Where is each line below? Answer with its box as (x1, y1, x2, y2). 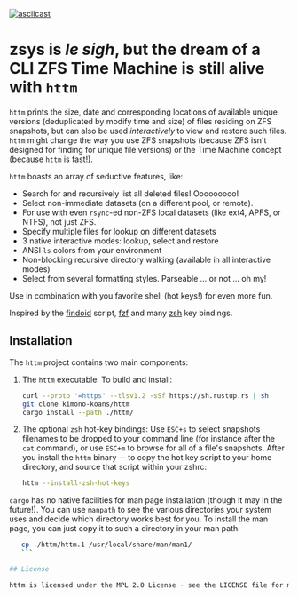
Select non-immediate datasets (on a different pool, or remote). (21, 197, 254, 208)
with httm (9, 77, 78, 98)
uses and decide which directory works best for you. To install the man (9, 513, 269, 524)
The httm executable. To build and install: (21, 374, 173, 385)
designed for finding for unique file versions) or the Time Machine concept (9, 144, 282, 155)
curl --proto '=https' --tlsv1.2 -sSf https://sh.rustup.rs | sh (21, 391, 269, 400)
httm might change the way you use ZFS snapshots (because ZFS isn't (9, 134, 267, 146)
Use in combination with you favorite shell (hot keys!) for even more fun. (9, 290, 273, 301)
